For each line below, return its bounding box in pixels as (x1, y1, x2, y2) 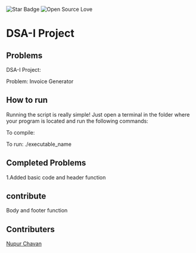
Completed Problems (6, 158, 86, 168)
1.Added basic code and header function (6, 173, 106, 181)
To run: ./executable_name (6, 141, 71, 148)
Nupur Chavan (6, 240, 42, 248)
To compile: (6, 129, 35, 136)
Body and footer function (6, 207, 68, 214)
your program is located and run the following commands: (6, 117, 149, 124)
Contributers (6, 224, 55, 234)
